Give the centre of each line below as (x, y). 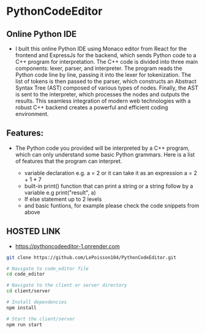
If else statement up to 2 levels (63, 199)
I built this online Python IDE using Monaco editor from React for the (101, 49)
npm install (21, 308)
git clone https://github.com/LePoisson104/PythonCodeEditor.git (91, 257)
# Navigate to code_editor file (47, 268)
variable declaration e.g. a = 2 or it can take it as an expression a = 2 (111, 173)
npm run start (24, 324)
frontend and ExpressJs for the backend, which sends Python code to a (106, 55)
